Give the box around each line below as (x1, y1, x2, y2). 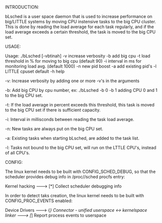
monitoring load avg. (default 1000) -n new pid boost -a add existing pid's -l (5, 63, 157, 69)
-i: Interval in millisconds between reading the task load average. (5, 117, 134, 122)
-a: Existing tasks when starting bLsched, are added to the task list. (5, 136, 140, 141)
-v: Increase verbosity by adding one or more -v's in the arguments (5, 78, 140, 84)
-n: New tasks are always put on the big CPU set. (5, 126, 103, 132)
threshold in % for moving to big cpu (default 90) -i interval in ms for (5, 58, 142, 64)
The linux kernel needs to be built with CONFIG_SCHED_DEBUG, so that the (5, 169, 156, 174)
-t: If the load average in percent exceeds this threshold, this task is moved (5, 102, 155, 107)
